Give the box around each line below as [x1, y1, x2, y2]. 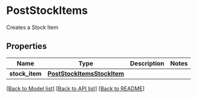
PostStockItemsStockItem [47, 69, 124, 77]
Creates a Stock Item [6, 24, 59, 31]
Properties [6, 41, 47, 51]
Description [129, 59, 164, 67]
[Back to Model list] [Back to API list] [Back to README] [6, 85, 145, 92]
